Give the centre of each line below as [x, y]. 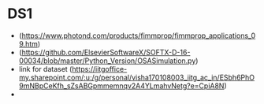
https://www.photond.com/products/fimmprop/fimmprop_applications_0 [139, 35]
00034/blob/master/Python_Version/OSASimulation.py [107, 61]
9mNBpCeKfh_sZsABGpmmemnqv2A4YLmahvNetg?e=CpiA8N [121, 85]
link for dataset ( [45, 69]
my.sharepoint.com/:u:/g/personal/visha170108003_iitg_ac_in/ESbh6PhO [137, 77]
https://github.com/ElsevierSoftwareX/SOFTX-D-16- [106, 52]
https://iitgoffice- [99, 69]
